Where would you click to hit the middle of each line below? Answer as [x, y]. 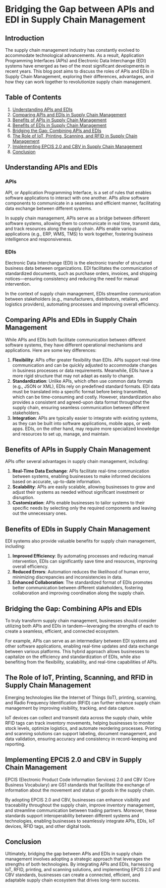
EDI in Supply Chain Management [75, 20]
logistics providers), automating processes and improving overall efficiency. [83, 304]
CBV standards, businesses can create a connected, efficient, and [73, 875]
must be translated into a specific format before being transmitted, [80, 391]
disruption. [23, 498]
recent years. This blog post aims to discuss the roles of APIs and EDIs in [80, 71]
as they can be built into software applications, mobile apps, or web [81, 423]
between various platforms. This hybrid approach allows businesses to [77, 652]
